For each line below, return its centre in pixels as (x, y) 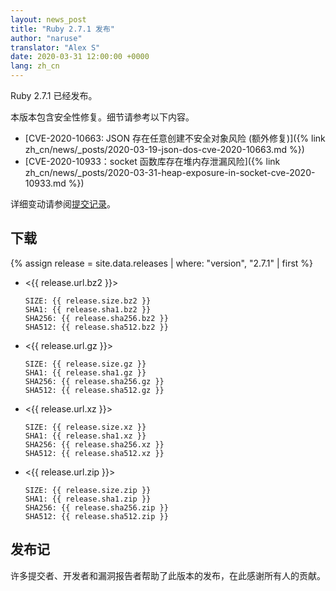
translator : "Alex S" (55, 47)
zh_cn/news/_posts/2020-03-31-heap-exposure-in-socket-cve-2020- (170, 172)
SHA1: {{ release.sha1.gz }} (85, 372)
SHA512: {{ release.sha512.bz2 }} (96, 327)
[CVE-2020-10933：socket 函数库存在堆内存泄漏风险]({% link (152, 161)
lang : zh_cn (35, 66)
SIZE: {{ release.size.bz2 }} (88, 301)
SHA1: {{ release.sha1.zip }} (88, 499)
